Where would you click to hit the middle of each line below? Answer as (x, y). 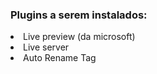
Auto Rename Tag (60, 58)
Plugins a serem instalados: (79, 15)
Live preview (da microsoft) (79, 37)
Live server (46, 47)
